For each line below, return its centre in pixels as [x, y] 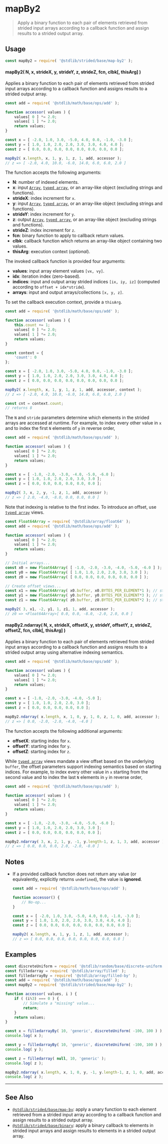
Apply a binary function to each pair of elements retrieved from [82, 23]
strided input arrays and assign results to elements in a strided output [84, 1131]
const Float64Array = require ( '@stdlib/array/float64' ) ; [68, 521]
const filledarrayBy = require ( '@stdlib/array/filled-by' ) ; [71, 976]
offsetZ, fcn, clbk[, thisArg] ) [35, 630]
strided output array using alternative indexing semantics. [64, 652]
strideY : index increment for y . [44, 214]
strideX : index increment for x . [44, 198]
